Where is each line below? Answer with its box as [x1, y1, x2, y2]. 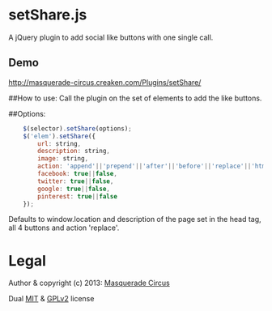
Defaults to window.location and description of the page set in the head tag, [8, 215, 261, 224]
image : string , [37, 155, 89, 163]
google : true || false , [37, 185, 111, 193]
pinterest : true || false [37, 192, 117, 200]
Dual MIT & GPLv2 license [8, 294, 95, 304]
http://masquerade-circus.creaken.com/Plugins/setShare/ [8, 77, 202, 87]
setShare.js [8, 6, 87, 24]
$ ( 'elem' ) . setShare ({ [23, 132, 96, 140]
